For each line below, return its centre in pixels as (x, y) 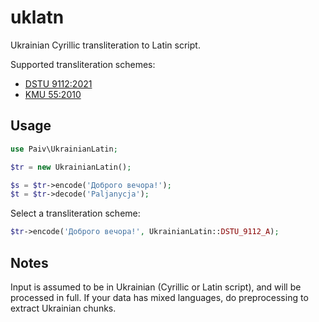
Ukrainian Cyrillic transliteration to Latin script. (105, 45)
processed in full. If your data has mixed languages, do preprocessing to (159, 297)
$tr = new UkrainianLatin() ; (71, 167)
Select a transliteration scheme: (75, 213)
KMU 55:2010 (53, 94)
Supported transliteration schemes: (83, 64)
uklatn (37, 17)
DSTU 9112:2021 (58, 83)
